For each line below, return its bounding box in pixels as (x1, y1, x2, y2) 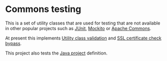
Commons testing (5, 3, 81, 15)
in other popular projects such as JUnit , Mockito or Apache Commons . (5, 25, 151, 31)
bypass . (5, 40, 22, 46)
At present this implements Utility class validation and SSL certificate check (5, 35, 162, 41)
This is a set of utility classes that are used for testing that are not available (5, 20, 160, 26)
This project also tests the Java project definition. (5, 50, 108, 56)
